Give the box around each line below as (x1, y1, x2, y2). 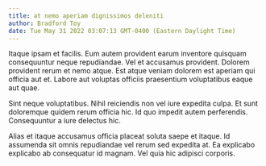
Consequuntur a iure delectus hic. (8, 116, 121, 126)
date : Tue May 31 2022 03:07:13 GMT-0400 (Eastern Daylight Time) (8, 27, 236, 35)
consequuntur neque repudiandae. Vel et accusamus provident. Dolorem (8, 57, 250, 67)
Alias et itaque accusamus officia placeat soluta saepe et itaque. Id (8, 131, 231, 141)
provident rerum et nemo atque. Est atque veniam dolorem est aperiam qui (8, 66, 256, 76)
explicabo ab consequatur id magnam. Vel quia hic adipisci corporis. (8, 148, 235, 158)
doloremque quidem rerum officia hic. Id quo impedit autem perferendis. (8, 107, 248, 117)
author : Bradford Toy (8, 19, 81, 27)
